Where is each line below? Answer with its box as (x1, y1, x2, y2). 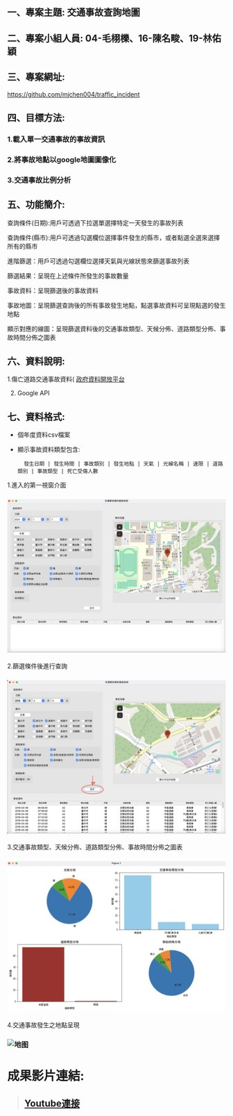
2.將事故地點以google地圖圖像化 (7, 155, 116, 165)
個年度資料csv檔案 (17, 431, 71, 439)
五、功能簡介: (7, 199, 66, 210)
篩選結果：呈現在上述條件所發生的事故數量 (7, 272, 129, 280)
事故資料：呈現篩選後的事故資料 (7, 286, 98, 294)
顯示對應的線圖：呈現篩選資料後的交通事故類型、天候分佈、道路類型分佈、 (7, 324, 220, 333)
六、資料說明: (7, 355, 66, 367)
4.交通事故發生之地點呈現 (7, 1020, 80, 1029)
